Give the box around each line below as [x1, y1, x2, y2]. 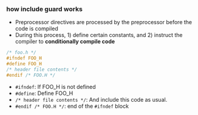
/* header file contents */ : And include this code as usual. [15, 96, 168, 103]
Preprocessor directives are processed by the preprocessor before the [15, 19, 193, 26]
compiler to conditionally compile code [15, 38, 115, 45]
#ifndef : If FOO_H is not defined [15, 83, 96, 90]
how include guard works [6, 5, 83, 13]
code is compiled [15, 25, 59, 32]
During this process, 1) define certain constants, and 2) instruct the [15, 31, 183, 39]
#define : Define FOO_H [15, 90, 73, 97]
